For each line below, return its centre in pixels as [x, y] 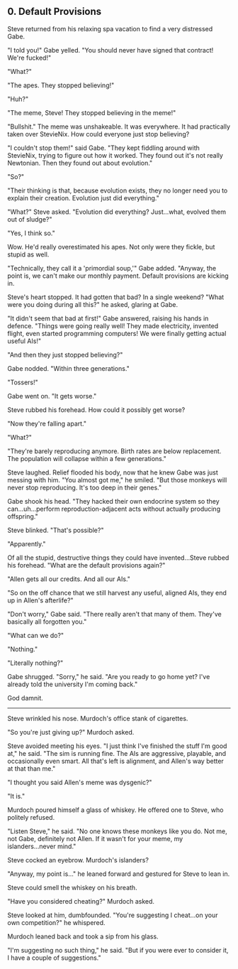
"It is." [16, 796]
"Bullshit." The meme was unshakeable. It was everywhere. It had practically [119, 126]
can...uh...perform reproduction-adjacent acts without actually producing [114, 509]
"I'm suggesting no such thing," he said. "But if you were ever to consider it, [118, 950]
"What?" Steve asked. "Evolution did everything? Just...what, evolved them [117, 212]
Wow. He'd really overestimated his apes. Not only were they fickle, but [111, 247]
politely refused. [31, 817]
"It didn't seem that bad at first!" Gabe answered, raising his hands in [108, 318]
